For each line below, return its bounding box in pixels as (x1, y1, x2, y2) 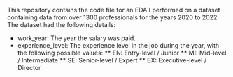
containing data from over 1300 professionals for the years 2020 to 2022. (7, 13, 219, 22)
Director (17, 64, 41, 71)
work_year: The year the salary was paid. (17, 34, 136, 42)
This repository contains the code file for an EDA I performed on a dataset (7, 6, 220, 14)
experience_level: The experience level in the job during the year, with (17, 42, 220, 49)
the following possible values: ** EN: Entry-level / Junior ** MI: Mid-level (17, 49, 227, 57)
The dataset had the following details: (7, 21, 116, 28)
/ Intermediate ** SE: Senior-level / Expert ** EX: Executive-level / (17, 56, 207, 65)
